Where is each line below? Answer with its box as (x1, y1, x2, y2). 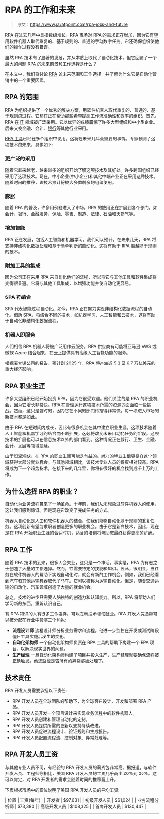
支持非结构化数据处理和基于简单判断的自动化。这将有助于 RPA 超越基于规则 (5, 243, 157, 249)
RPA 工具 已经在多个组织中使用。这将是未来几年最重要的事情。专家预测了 (5, 136, 151, 141)
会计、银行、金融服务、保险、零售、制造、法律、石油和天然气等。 (5, 211, 138, 217)
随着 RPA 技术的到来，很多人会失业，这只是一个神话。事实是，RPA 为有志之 (5, 559, 158, 565)
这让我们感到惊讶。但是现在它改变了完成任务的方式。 (5, 507, 112, 513)
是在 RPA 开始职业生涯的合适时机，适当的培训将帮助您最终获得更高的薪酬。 (5, 530, 157, 536)
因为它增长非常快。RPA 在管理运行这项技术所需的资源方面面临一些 (13, 402, 147, 408)
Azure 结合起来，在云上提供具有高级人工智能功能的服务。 (14, 349, 131, 355)
